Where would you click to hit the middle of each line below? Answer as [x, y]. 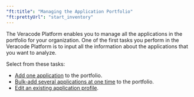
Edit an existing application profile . [57, 88]
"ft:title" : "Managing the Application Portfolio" [70, 11]
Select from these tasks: [36, 64]
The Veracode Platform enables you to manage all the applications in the [94, 34]
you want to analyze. [32, 52]
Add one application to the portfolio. [58, 75]
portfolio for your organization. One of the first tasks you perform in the [93, 40]
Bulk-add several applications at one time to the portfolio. [84, 81]
